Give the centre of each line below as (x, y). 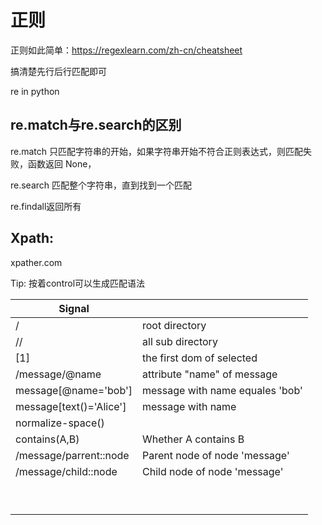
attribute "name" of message (210, 374)
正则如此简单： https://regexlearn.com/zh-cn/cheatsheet (126, 50)
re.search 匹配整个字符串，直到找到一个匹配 (101, 185)
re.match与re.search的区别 (96, 125)
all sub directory (180, 341)
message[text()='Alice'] (71, 406)
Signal (74, 308)
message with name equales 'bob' (222, 390)
